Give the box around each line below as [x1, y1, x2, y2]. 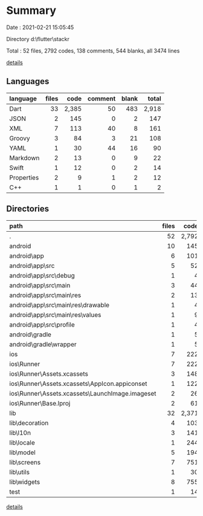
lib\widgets [9, 477, 40, 486]
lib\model [9, 448, 36, 457]
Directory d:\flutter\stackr [6, 35, 69, 42]
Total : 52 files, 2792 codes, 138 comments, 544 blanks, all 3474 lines [6, 47, 180, 54]
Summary [6, 4, 56, 18]
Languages [6, 76, 50, 87]
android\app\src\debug [9, 271, 76, 279]
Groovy [9, 134, 30, 142]
